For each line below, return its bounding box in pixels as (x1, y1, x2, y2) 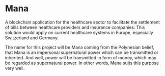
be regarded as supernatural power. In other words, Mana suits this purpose (5, 60, 159, 66)
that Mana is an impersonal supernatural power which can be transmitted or (5, 50, 159, 55)
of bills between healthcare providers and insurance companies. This (5, 24, 145, 30)
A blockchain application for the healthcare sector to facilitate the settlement (5, 19, 160, 25)
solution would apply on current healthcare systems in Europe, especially (5, 29, 153, 35)
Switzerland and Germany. (5, 35, 59, 41)
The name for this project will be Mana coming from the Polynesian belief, (5, 44, 155, 50)
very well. (5, 65, 25, 71)
